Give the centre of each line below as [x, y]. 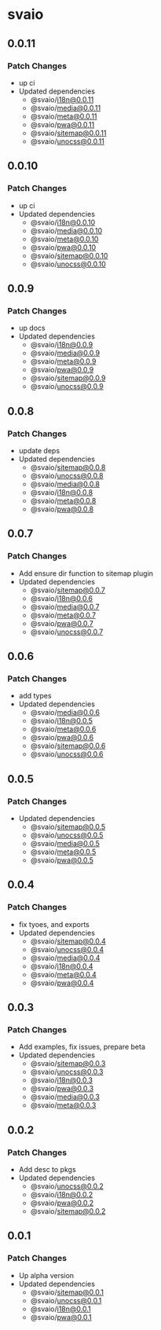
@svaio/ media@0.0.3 [65, 1097]
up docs [32, 328]
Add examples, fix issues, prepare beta [82, 1047]
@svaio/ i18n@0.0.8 [62, 492]
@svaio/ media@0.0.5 [65, 843]
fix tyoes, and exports [54, 924]
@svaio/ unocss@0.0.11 [68, 141]
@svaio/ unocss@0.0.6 [67, 754]
